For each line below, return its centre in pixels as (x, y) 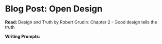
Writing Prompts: (23, 36)
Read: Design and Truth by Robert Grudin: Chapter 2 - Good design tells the (81, 22)
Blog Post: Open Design (54, 9)
